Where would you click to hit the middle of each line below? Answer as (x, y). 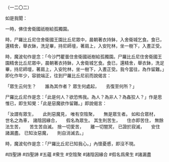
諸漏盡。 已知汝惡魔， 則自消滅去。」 (46, 133)
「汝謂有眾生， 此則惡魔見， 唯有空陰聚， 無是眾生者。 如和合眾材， (80, 114)
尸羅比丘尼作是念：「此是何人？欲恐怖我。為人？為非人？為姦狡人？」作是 (81, 97)
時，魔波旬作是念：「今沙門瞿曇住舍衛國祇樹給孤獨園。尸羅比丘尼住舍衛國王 (84, 57)
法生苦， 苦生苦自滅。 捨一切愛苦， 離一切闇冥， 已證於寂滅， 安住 (83, 127)
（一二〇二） (18, 7)
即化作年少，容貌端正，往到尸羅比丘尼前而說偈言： (58, 75)
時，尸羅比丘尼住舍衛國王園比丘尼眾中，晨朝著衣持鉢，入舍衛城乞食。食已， (85, 40)
